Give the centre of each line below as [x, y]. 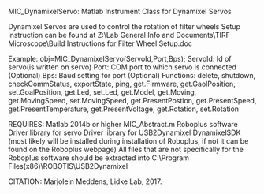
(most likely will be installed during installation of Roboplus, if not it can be [128, 141]
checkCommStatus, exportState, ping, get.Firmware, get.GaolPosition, [122, 84]
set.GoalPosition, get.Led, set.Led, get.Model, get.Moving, [102, 92]
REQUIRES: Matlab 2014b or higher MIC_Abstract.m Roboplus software [123, 124]
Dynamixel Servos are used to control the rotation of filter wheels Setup [124, 26]
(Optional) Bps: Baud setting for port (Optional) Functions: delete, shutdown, [132, 75]
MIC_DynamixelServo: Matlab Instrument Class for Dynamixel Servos [120, 11]
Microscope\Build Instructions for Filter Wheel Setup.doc [100, 43]
